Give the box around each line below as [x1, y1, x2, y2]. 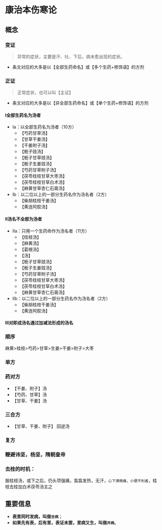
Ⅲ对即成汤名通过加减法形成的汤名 [5, 320, 74, 326]
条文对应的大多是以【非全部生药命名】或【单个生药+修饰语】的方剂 [12, 100, 149, 106]
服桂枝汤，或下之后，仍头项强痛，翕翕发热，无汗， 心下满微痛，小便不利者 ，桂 [5, 477, 157, 484]
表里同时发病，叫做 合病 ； [12, 513, 63, 519]
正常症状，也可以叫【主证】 [17, 89, 74, 96]
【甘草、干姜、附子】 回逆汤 [12, 423, 70, 429]
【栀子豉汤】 [19, 148, 46, 155]
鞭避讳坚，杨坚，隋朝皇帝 [5, 451, 66, 458]
